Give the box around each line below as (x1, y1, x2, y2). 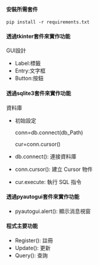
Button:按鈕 (14, 75, 44, 82)
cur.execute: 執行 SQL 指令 (14, 178, 82, 185)
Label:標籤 (14, 60, 41, 67)
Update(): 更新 (14, 245, 51, 252)
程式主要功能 (6, 222, 38, 230)
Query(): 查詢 (14, 252, 48, 259)
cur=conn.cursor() (14, 140, 61, 147)
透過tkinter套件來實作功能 (6, 32, 71, 40)
